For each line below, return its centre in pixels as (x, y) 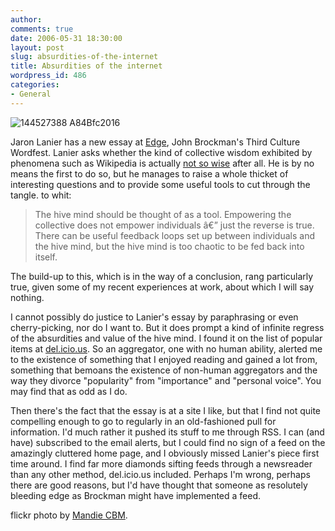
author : (26, 19)
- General (31, 94)
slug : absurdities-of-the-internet (84, 57)
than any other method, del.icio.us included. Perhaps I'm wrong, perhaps (160, 474)
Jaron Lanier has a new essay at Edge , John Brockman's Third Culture (155, 142)
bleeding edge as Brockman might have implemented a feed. (136, 495)
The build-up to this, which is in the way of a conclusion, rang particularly (162, 276)
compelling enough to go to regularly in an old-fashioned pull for (143, 421)
